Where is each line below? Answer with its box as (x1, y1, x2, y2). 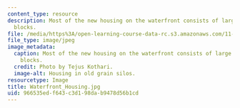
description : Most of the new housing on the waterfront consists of (7, 17, 219, 24)
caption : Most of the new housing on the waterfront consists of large (14, 50, 232, 58)
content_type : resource (7, 10, 79, 18)
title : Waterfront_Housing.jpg (7, 83, 101, 90)
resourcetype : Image (7, 76, 69, 84)
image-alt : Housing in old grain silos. (14, 70, 136, 77)
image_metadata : (7, 43, 56, 50)
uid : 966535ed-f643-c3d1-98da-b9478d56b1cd (7, 90, 139, 97)
